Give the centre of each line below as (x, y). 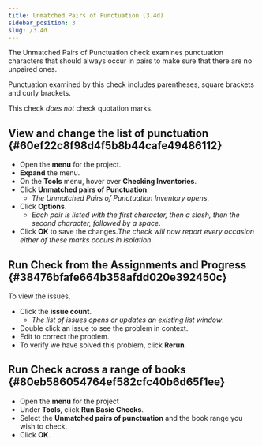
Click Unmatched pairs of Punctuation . (84, 189)
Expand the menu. (50, 173)
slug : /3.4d (28, 30)
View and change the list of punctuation (109, 133)
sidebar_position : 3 (42, 23)
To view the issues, (39, 296)
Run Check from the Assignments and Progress (127, 265)
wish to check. (43, 426)
